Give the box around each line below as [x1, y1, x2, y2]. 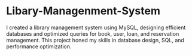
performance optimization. [6, 43, 72, 50]
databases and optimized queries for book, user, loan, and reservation [6, 30, 179, 37]
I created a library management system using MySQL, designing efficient [6, 24, 186, 31]
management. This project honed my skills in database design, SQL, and [6, 36, 184, 43]
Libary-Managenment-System [6, 4, 160, 18]
